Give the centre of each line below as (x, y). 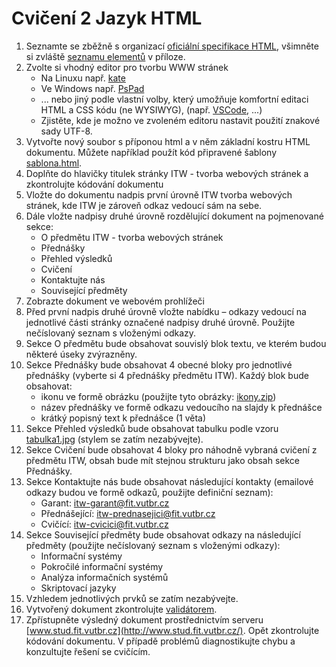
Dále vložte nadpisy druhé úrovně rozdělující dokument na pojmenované (174, 216)
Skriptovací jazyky (78, 588)
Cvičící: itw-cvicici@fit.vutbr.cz (104, 524)
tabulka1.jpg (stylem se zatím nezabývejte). (114, 439)
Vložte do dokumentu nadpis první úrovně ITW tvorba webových (159, 194)
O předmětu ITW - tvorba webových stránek (132, 237)
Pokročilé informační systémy (102, 566)
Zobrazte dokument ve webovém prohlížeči (115, 301)
